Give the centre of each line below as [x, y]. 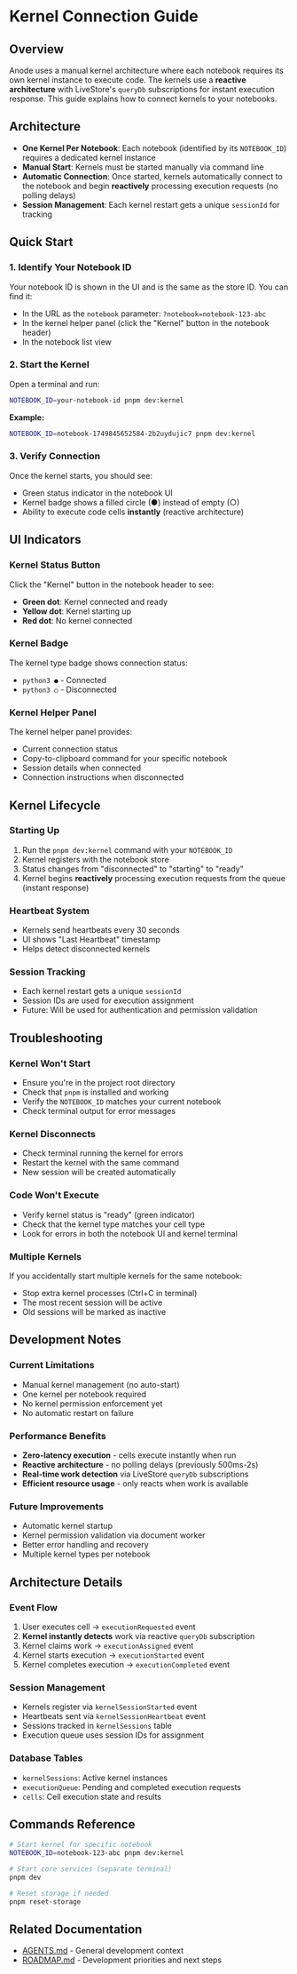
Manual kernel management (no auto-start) [101, 1384]
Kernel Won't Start [50, 1063]
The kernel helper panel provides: [71, 732]
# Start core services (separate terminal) [91, 1869]
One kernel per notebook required [84, 1394]
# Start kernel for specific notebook [81, 1845]
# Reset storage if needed [59, 1893]
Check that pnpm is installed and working [95, 1092]
